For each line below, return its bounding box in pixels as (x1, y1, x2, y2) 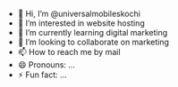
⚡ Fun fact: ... (17, 69, 67, 80)
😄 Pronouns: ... (17, 59, 76, 70)
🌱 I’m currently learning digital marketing (17, 28, 168, 37)
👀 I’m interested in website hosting (17, 18, 145, 28)
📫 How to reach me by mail (17, 47, 121, 57)
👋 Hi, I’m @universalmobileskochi (17, 9, 141, 19)
